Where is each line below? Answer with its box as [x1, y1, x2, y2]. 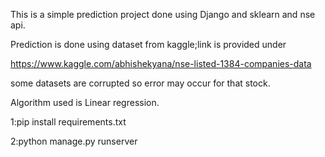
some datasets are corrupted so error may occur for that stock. [10, 77, 271, 89]
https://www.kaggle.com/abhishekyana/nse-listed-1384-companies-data [10, 58, 312, 69]
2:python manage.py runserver [10, 135, 138, 147]
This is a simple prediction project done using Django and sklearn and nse [10, 9, 316, 20]
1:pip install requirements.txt [10, 116, 127, 128]
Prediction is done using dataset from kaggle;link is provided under [10, 39, 287, 50]
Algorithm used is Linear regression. [10, 97, 160, 108]
